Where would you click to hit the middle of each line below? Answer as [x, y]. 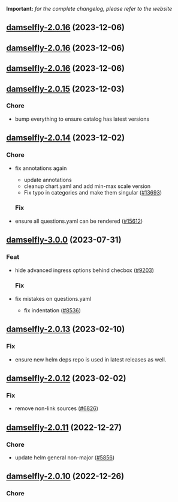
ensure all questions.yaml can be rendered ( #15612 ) [79, 221]
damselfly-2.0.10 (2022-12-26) [65, 476]
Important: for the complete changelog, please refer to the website [89, 9]
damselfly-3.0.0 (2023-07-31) [64, 240]
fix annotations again [41, 168]
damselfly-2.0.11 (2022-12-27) [64, 427]
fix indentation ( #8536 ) [52, 310]
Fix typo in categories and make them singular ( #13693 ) [93, 192]
